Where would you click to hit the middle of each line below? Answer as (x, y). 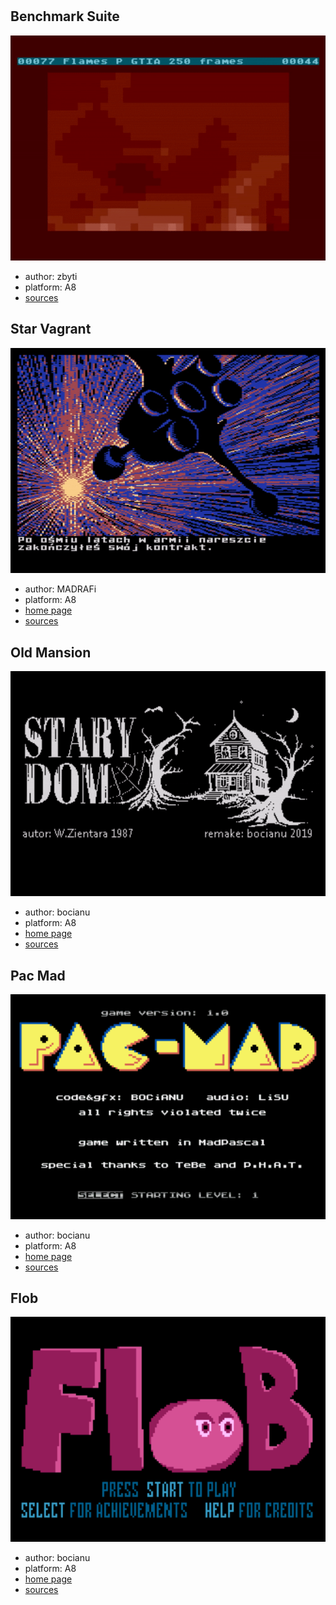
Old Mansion (51, 652)
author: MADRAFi (60, 589)
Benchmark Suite (65, 16)
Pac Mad (38, 975)
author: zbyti (51, 276)
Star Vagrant (51, 329)
